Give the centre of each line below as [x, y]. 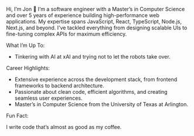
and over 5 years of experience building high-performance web [83, 15]
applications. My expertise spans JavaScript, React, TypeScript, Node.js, [94, 21]
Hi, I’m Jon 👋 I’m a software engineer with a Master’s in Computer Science [96, 9]
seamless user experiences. [48, 98]
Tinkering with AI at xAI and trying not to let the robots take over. [93, 57]
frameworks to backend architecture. [59, 86]
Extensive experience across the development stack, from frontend [96, 79]
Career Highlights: [28, 68]
